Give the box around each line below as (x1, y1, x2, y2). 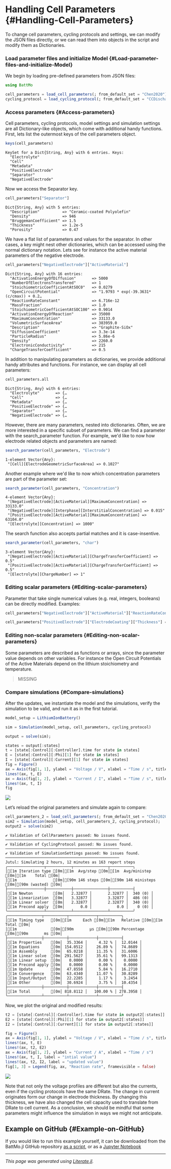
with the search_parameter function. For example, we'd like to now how (5, 432, 155, 439)
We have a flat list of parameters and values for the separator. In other (5, 236, 153, 242)
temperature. (5, 666, 33, 672)
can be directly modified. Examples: (5, 600, 80, 607)
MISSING (17, 676, 37, 682)
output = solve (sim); (5, 734, 51, 739)
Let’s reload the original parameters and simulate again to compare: (5, 804, 147, 811)
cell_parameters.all (5, 377, 49, 382)
